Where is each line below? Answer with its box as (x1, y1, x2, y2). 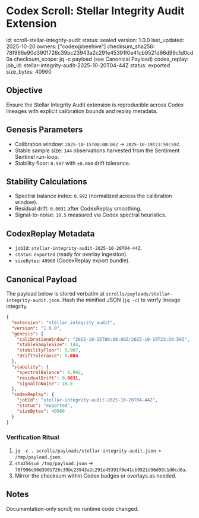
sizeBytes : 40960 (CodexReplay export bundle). (14, 257, 130, 264)
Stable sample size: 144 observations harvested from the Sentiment (14, 147, 180, 154)
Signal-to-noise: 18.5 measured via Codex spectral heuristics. (14, 211, 167, 218)
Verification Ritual (6, 433, 59, 441)
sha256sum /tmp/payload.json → (14, 459, 94, 466)
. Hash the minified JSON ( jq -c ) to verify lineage (59, 296, 181, 303)
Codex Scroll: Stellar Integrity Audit (6, 4, 185, 18)
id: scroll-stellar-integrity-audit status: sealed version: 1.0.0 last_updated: (6, 36, 185, 43)
